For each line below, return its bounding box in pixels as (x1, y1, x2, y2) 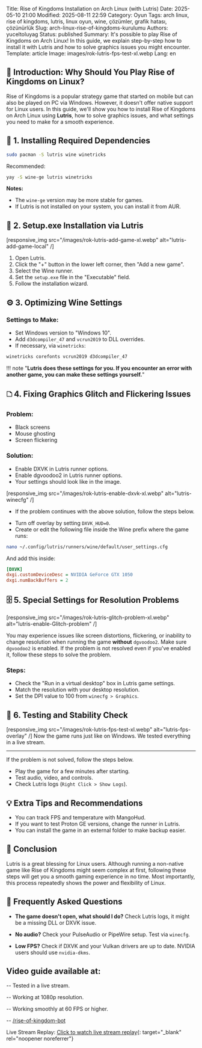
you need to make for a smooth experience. (6, 118, 114, 125)
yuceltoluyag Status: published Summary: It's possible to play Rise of (6, 31, 177, 38)
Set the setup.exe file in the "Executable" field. (14, 274, 130, 281)
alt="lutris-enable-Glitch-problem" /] (6, 620, 97, 627)
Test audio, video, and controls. (14, 774, 93, 781)
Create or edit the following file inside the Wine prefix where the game (14, 526, 189, 533)
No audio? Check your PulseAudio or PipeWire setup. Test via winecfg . (14, 931, 191, 938)
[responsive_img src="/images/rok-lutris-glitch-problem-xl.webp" (6, 614, 170, 621)
